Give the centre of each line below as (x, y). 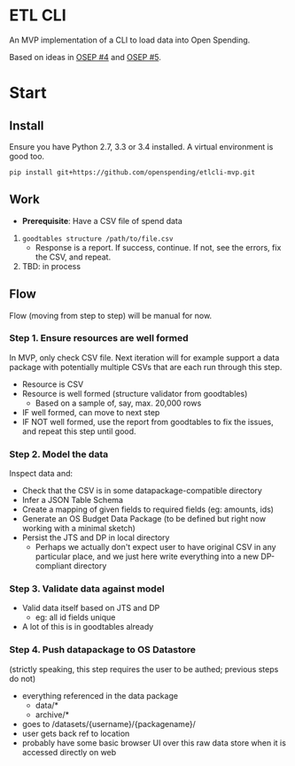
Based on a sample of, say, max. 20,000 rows (118, 403)
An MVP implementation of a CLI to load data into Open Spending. (130, 40)
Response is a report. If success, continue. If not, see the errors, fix (158, 247)
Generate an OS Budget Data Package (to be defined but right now (144, 519)
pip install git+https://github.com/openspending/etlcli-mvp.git (132, 172)
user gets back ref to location (76, 733)
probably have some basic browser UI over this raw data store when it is (154, 743)
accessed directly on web (69, 752)
